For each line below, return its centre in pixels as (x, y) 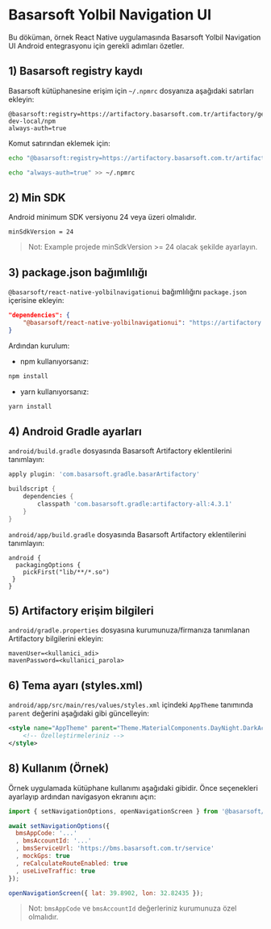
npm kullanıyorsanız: (54, 361)
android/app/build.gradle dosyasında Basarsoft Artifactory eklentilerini (127, 534)
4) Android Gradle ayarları (75, 431)
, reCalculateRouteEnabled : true (72, 863)
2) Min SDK (37, 198)
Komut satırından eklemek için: (59, 143)
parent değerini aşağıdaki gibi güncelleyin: (79, 713)
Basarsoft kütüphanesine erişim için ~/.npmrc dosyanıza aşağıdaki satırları (131, 90)
